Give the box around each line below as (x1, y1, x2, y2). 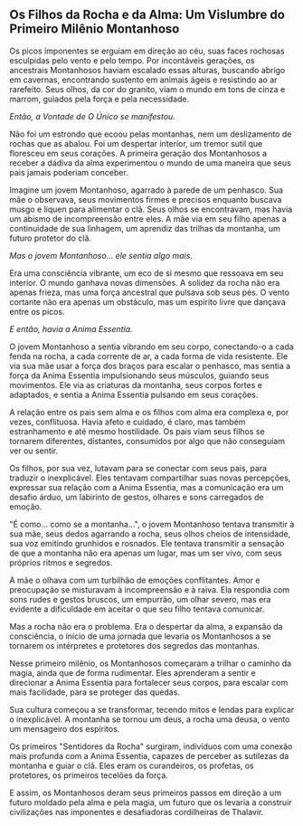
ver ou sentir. (9, 445, 59, 456)
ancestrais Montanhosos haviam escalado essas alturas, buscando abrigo (9, 64, 286, 75)
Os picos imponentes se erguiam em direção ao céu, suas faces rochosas (9, 45, 285, 56)
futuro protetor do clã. (9, 233, 92, 243)
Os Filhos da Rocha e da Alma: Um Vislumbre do (9, 7, 285, 23)
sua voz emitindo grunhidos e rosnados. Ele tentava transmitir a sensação (9, 537, 285, 548)
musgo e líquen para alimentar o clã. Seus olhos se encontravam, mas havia (9, 204, 293, 214)
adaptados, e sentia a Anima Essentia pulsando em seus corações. (9, 389, 259, 400)
